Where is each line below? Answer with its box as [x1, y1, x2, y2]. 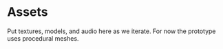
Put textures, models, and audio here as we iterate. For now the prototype [7, 27, 216, 35]
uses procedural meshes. [7, 34, 79, 42]
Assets [7, 4, 48, 20]
